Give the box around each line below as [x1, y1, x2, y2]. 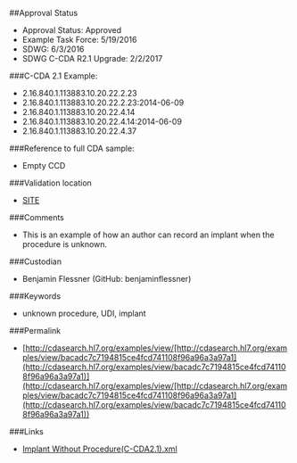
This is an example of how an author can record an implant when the [21, 229, 275, 240]
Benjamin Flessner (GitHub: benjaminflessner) [21, 274, 192, 284]
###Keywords [9, 291, 61, 302]
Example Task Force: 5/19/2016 [21, 35, 137, 45]
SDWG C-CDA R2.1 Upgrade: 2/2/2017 [21, 54, 163, 63]
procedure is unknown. [21, 239, 108, 249]
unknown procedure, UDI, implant [21, 308, 146, 318]
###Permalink [9, 326, 61, 335]
